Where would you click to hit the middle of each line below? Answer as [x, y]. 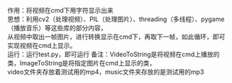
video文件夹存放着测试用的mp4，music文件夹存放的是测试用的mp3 [106, 72]
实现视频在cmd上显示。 [42, 45]
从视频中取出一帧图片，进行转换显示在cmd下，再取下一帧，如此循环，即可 [116, 37]
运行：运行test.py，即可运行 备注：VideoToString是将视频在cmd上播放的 [114, 54]
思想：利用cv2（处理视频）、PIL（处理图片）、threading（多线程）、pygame [116, 19]
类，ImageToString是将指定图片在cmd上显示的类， [82, 63]
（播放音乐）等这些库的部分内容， [57, 28]
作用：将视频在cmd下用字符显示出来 [60, 10]
